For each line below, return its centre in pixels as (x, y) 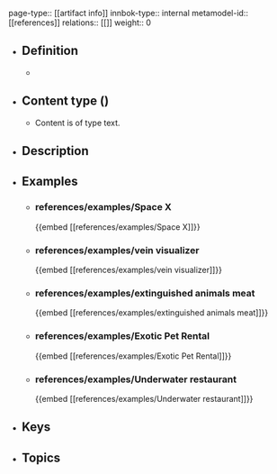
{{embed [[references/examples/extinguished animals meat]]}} (152, 313)
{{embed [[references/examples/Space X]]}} (117, 227)
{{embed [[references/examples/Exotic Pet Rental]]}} (133, 356)
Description (55, 151)
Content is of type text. (77, 123)
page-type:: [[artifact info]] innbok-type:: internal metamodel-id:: (129, 13)
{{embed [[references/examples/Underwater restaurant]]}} (144, 398)
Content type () (65, 101)
